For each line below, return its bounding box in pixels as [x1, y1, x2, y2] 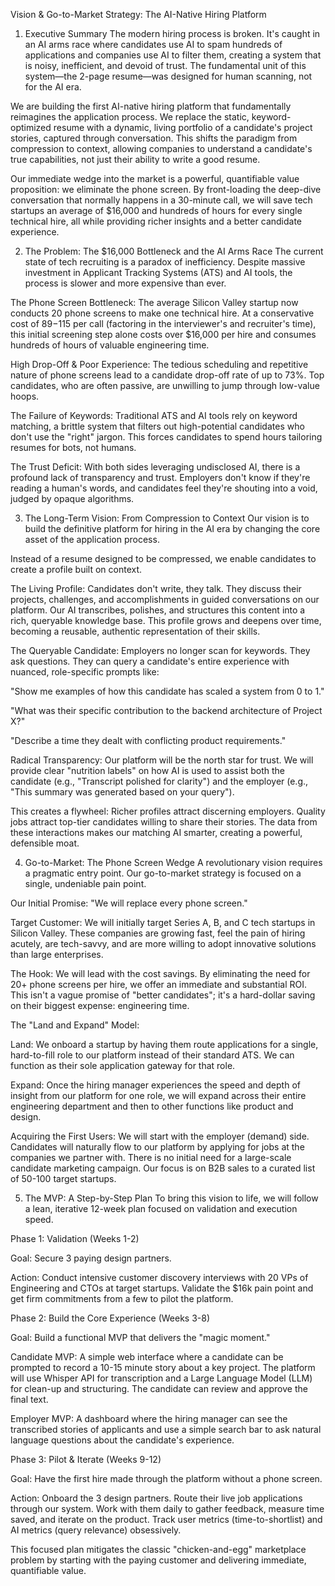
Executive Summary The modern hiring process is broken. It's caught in [24, 28, 321, 39]
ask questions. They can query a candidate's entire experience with [10, 655, 290, 667]
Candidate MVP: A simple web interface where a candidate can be [10, 1351, 284, 1363]
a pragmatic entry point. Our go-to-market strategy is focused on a [24, 867, 302, 879]
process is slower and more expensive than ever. [24, 277, 227, 289]
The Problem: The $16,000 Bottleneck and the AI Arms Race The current [24, 245, 324, 257]
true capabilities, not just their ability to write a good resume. [10, 154, 261, 165]
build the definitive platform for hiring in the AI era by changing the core [24, 523, 321, 534]
